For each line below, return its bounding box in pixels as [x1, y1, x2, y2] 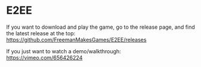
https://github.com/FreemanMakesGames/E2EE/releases [6, 36, 147, 43]
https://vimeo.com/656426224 [6, 54, 83, 61]
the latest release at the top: [6, 29, 76, 36]
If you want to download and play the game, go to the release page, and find [6, 23, 195, 31]
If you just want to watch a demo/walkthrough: [6, 47, 121, 54]
